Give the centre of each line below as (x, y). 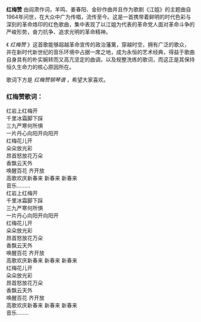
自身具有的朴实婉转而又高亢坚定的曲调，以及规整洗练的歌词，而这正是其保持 (100, 60)
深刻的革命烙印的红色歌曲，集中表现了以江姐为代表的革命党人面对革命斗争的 (100, 24)
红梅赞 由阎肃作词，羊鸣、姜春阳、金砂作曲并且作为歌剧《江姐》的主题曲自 (99, 9)
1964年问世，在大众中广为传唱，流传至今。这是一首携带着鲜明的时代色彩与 (99, 17)
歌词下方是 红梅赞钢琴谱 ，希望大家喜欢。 (57, 80)
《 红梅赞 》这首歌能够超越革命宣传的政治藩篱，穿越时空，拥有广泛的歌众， (98, 45)
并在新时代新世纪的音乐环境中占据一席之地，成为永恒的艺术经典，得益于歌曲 (100, 52)
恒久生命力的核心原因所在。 (40, 67)
